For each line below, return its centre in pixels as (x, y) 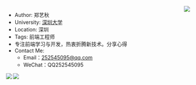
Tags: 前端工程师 (35, 37)
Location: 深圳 (32, 29)
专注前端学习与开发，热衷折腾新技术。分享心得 (71, 44)
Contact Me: (29, 51)
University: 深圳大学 (38, 22)
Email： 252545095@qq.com (58, 57)
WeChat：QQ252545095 (53, 65)
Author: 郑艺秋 (32, 15)
